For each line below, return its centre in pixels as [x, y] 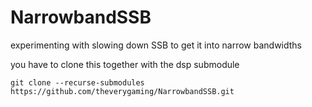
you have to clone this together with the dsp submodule [125, 64]
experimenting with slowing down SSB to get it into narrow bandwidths [156, 45]
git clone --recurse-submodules [77, 82]
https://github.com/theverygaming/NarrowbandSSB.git [122, 91]
